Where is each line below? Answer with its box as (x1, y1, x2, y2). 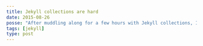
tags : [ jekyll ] (6, 25, 45, 32)
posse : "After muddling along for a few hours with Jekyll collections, (6, 20, 193, 26)
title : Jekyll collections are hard (6, 8, 98, 15)
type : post (6, 31, 34, 37)
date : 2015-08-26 (6, 14, 50, 20)
